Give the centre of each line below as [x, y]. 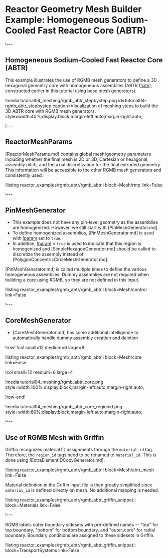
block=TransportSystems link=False [42, 550]
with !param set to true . [37, 238]
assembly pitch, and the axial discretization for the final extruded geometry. [83, 164]
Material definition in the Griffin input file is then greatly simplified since [79, 485]
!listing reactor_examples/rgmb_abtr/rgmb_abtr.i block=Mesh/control [76, 290]
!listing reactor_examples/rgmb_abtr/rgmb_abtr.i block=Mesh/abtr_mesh [80, 470]
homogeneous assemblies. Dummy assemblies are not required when [77, 274]
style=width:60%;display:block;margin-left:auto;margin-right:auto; [74, 412]
